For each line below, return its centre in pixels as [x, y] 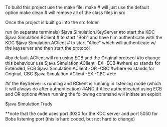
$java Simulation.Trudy [29, 104]
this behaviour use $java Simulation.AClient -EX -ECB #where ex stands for [83, 63]
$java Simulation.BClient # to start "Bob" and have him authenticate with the [84, 37]
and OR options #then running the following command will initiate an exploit [83, 94]
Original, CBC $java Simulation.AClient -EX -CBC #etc [61, 74]
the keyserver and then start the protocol [48, 48]
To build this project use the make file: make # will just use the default [77, 7]
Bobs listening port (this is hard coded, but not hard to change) [70, 119]
